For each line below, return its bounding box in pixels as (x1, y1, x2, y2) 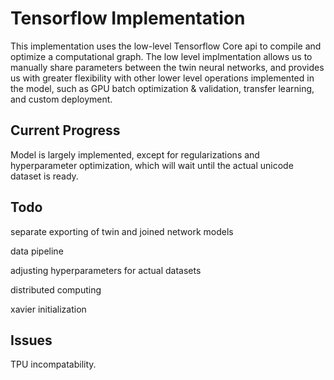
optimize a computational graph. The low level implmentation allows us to (10, 50, 313, 62)
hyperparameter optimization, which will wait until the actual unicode (10, 159, 294, 171)
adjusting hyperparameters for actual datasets (10, 264, 202, 276)
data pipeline (10, 245, 64, 257)
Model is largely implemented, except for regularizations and (10, 148, 260, 161)
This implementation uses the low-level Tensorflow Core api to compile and (10, 40, 322, 52)
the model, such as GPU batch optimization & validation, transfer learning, (10, 82, 315, 94)
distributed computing (10, 283, 102, 296)
